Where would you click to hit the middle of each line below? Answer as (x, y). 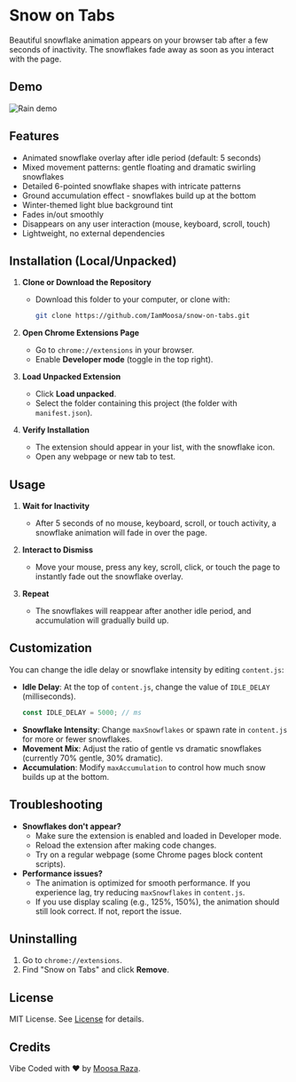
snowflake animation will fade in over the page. (121, 533)
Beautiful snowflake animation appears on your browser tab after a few (139, 40)
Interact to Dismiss (57, 550)
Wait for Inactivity (56, 506)
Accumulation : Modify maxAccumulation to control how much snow (144, 767)
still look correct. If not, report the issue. (108, 911)
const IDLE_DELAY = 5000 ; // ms (82, 712)
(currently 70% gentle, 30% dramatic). (93, 758)
